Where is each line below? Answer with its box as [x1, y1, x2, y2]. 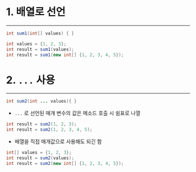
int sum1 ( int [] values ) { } [6, 30, 75, 36]
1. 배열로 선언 [6, 5, 66, 19]
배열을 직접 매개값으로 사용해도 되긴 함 [14, 138, 102, 145]
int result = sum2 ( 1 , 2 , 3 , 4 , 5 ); [6, 127, 93, 133]
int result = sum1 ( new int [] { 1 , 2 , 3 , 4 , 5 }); [6, 52, 124, 58]
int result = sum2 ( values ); [6, 155, 75, 161]
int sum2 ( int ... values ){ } [6, 99, 77, 104]
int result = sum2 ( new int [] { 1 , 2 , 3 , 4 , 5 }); [6, 160, 124, 166]
